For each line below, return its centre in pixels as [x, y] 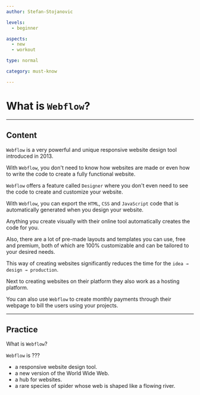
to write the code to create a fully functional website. [71, 174]
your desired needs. [31, 251]
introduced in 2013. [30, 156]
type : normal [22, 61]
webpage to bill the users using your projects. [62, 305]
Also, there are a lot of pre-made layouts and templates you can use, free [96, 239]
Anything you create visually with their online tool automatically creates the [98, 221]
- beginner [25, 28]
